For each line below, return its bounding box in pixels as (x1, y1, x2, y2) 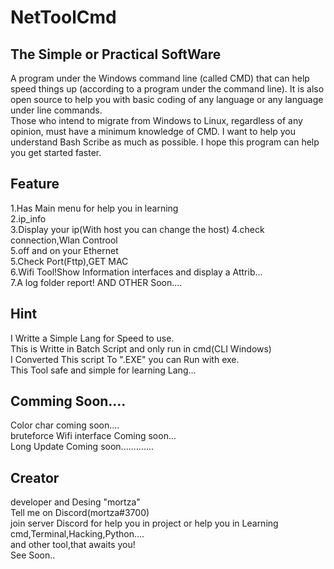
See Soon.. (10, 549, 56, 561)
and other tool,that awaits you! (10, 539, 136, 551)
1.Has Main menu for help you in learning (10, 202, 179, 214)
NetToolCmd (10, 6, 117, 29)
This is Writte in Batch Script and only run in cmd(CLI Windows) (10, 342, 272, 355)
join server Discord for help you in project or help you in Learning (10, 517, 279, 530)
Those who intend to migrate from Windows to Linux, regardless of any (10, 115, 303, 126)
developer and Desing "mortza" (10, 496, 141, 508)
